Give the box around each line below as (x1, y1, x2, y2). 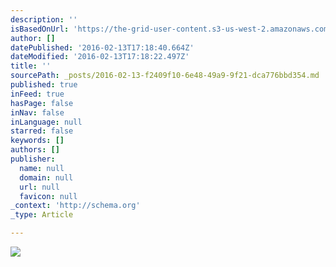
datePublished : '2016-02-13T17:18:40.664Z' (10, 42, 195, 53)
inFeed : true (10, 89, 65, 99)
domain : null (19, 172, 74, 183)
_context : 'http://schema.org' (10, 201, 141, 211)
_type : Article (10, 210, 74, 220)
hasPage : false (10, 98, 74, 108)
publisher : (10, 154, 56, 164)
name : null (19, 163, 65, 173)
